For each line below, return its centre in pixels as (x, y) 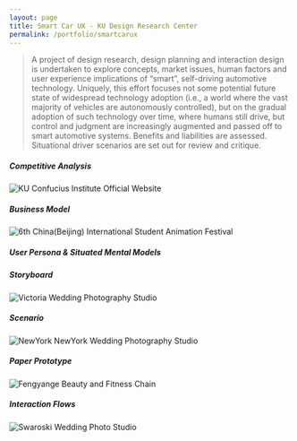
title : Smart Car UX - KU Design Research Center (104, 26)
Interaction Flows (42, 404)
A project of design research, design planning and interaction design (157, 60)
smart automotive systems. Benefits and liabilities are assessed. (149, 136)
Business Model (40, 209)
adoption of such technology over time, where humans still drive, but (158, 117)
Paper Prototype (41, 361)
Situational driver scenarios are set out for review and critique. (146, 145)
